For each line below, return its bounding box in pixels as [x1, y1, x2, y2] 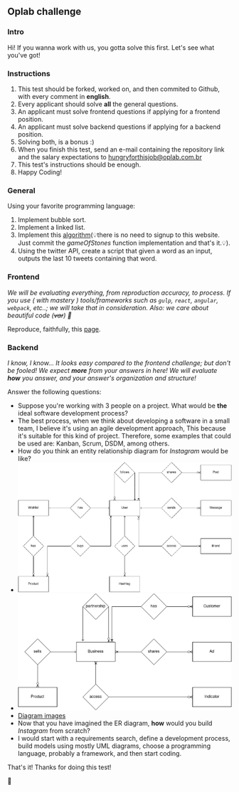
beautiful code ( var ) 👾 [7, 311, 73, 320]
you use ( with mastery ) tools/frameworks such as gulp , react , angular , [7, 295, 219, 305]
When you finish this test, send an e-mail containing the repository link [17, 145, 225, 154]
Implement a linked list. [17, 223, 85, 232]
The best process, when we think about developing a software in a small [17, 416, 230, 425]
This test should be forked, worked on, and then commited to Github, [17, 85, 221, 93]
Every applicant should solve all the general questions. [17, 100, 179, 108]
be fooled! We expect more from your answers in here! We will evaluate [7, 366, 218, 374]
